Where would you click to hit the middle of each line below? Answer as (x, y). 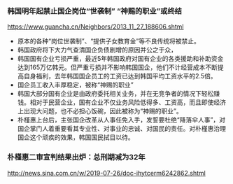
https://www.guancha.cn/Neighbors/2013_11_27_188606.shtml (96, 27)
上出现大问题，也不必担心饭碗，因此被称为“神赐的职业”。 (100, 111)
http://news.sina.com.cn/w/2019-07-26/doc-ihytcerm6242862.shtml (107, 173)
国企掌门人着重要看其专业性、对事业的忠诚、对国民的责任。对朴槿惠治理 (121, 129)
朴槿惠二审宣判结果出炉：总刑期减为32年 (76, 157)
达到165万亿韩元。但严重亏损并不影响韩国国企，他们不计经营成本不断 (118, 67)
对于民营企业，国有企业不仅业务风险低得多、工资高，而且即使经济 (131, 102)
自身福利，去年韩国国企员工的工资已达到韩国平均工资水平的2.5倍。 (120, 76)
